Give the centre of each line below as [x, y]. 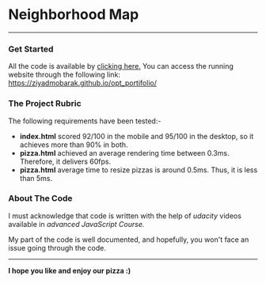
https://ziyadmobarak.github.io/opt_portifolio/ [82, 83]
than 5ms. [36, 178]
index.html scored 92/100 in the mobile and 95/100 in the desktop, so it [137, 136]
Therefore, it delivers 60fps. [65, 161]
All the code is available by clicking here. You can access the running [121, 66]
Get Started [31, 49]
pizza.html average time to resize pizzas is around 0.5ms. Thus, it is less [139, 170]
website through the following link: [65, 75]
